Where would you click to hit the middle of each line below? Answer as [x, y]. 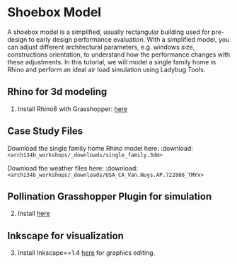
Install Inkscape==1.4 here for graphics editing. [86, 253]
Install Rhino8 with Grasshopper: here [73, 109]
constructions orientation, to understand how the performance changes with [119, 54]
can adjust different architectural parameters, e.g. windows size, [101, 47]
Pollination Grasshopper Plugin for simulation [110, 196]
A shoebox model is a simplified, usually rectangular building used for [109, 32]
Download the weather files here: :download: [73, 168]
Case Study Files [45, 131]
